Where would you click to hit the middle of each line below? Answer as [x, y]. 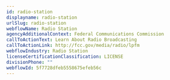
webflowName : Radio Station [42, 29]
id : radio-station [29, 12]
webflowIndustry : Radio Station [47, 51]
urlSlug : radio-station [36, 23]
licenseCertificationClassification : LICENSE [65, 57]
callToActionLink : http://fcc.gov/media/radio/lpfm [73, 46]
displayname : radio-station [42, 17]
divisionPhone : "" [29, 62]
